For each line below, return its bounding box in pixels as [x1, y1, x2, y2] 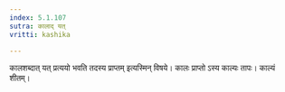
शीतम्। [9, 73, 31, 84]
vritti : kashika [9, 30, 71, 39]
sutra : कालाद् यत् [9, 22, 66, 31]
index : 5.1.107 [9, 13, 67, 23]
